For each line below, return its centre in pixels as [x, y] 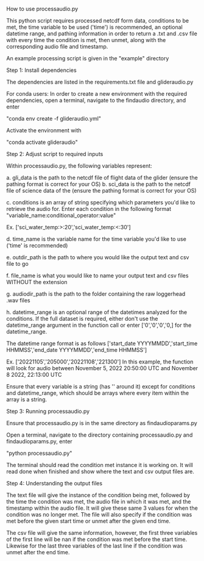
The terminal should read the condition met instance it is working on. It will [100, 465]
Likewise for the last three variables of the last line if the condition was [95, 546]
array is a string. [27, 399]
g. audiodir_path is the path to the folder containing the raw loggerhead [96, 294]
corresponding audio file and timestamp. [57, 46]
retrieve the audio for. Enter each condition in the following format [89, 209]
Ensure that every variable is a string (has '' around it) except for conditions [101, 386]
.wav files [18, 300]
